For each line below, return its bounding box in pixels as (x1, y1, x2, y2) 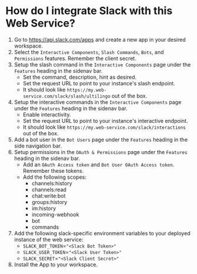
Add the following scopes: (22, 173, 87, 181)
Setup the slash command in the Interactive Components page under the (14, 61, 191, 68)
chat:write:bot (31, 192, 66, 199)
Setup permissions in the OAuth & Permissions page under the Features (14, 148, 188, 155)
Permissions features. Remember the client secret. (14, 55, 137, 62)
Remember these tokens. (22, 167, 84, 174)
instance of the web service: (14, 236, 84, 243)
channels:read (31, 186, 67, 193)
